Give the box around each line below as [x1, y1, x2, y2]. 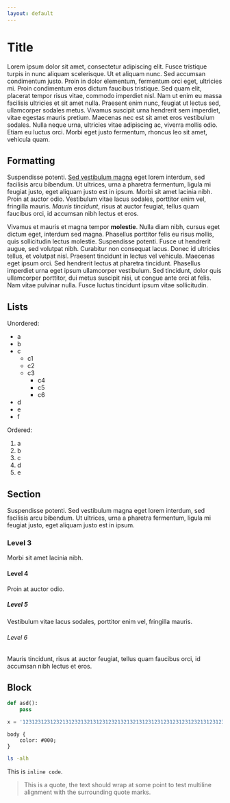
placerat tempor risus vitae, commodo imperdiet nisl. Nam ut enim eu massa [7, 91, 222, 99]
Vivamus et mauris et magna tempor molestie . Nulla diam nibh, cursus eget [7, 223, 220, 231]
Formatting [7, 155, 55, 167]
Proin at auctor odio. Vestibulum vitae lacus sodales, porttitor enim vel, [7, 195, 207, 203]
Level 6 [7, 634, 28, 642]
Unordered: [7, 320, 40, 328]
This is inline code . [7, 767, 63, 776]
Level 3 [7, 538, 32, 547]
